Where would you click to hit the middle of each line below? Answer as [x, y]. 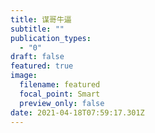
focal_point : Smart [60, 94]
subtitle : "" [37, 29]
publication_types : [51, 38]
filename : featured [60, 85]
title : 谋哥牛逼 [41, 19]
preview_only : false [62, 103]
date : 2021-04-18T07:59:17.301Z [77, 112]
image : [24, 76]
